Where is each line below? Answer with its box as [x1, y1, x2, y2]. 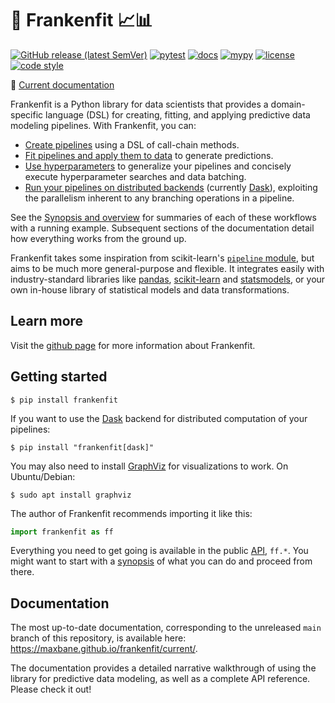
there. [10, 566, 35, 578]
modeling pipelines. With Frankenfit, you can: [10, 119, 197, 131]
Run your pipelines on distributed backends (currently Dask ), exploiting [24, 181, 318, 193]
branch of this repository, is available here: [10, 632, 187, 644]
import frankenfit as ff [10, 527, 114, 537]
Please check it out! [10, 683, 92, 696]
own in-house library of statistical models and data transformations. [10, 283, 290, 296]
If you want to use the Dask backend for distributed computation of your [10, 412, 308, 424]
